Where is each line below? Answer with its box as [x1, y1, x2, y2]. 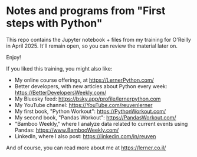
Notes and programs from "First [6, 4, 166, 18]
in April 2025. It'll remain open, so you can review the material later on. [6, 42, 178, 49]
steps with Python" [6, 16, 103, 30]
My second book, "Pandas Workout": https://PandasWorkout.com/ [14, 113, 176, 121]
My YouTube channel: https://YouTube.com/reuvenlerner [14, 101, 153, 108]
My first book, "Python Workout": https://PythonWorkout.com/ [14, 108, 166, 115]
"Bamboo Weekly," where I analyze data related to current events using [14, 120, 188, 127]
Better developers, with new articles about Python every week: [14, 82, 168, 89]
